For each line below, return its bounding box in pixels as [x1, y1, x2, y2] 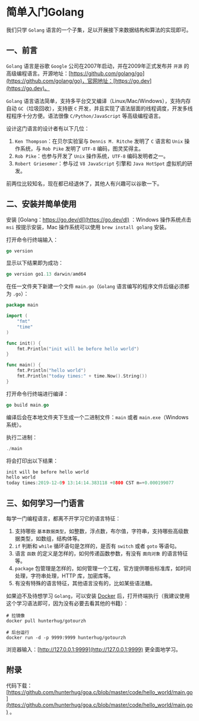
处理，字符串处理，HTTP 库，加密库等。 [14, 572, 114, 579]
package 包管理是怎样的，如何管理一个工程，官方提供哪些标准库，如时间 [14, 565, 191, 572]
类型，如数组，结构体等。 [20, 535, 83, 542]
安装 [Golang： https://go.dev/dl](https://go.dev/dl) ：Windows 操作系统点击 [6, 216, 192, 223]
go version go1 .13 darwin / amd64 [6, 271, 86, 277]
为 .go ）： [6, 290, 29, 298]
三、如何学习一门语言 [6, 498, 84, 508]
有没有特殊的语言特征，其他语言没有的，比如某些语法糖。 [14, 580, 156, 586]
